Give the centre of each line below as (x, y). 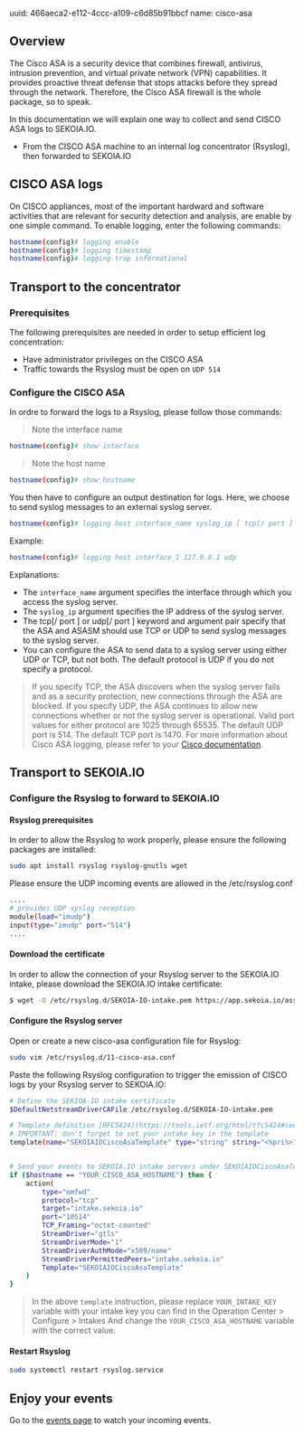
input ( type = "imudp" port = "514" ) (70, 925)
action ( (40, 1184)
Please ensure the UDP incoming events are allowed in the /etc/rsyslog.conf (151, 883)
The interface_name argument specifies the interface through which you (157, 592)
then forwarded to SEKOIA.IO (76, 156)
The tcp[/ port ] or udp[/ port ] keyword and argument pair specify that (154, 621)
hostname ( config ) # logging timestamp (81, 250)
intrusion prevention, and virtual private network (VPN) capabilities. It (138, 72)
